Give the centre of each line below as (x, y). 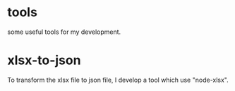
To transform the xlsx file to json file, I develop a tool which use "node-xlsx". (118, 80)
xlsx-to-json (44, 60)
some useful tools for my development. (64, 32)
